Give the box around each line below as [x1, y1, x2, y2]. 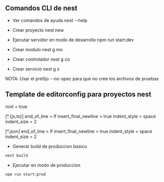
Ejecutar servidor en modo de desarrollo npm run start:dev [12, 37, 134, 43]
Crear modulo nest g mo [12, 46, 63, 52]
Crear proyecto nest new [12, 27, 64, 33]
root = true [5, 103, 28, 109]
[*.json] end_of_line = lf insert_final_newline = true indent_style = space [5, 128, 152, 134]
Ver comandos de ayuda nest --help [12, 17, 88, 23]
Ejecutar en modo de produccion [12, 162, 81, 168]
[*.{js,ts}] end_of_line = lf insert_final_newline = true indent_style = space [5, 113, 156, 119]
